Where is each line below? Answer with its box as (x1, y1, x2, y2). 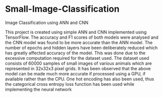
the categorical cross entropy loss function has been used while (5, 81, 135, 87)
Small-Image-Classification (5, 3, 120, 15)
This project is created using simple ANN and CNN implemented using (5, 29, 147, 35)
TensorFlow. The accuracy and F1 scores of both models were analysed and (5, 34, 159, 40)
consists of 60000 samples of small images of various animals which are (5, 60, 152, 66)
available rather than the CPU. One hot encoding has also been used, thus (5, 76, 154, 82)
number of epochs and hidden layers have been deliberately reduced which (5, 45, 158, 50)
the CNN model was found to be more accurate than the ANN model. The (5, 39, 153, 45)
